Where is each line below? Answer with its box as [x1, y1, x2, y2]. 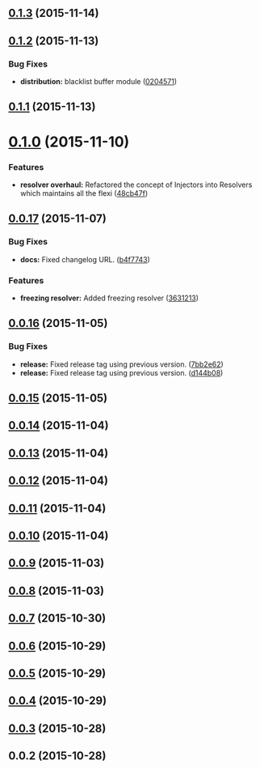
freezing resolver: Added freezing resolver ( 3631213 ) [19, 293, 199, 303]
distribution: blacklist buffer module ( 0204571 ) [19, 77, 178, 87]
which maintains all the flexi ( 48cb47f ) [19, 188, 149, 198]
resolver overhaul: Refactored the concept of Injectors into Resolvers [19, 180, 253, 189]
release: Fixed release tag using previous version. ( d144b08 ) [19, 368, 224, 377]
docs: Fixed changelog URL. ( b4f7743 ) [19, 254, 151, 264]
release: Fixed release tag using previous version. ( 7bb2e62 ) [19, 359, 224, 369]
